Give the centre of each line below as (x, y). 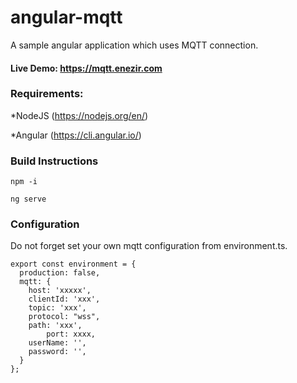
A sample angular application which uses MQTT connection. (134, 45)
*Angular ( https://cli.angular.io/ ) (76, 135)
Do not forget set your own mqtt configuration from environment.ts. (149, 246)
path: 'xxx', (55, 326)
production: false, (60, 273)
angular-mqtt (66, 17)
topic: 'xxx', (57, 308)
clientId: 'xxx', (64, 299)
